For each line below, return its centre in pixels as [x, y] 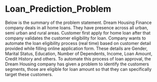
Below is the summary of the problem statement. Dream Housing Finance [78, 22]
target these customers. [29, 74]
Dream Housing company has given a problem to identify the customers [77, 64]
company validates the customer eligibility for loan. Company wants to [76, 38]
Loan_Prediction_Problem [58, 9]
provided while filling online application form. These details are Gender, [76, 48]
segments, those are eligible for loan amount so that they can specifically [78, 69]
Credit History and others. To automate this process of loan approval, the [78, 59]
